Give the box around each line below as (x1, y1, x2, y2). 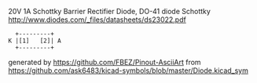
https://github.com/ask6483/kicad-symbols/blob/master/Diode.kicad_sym (8, 66, 249, 75)
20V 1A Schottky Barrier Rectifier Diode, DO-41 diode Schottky (8, 7, 211, 16)
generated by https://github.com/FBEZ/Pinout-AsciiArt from (8, 58, 202, 67)
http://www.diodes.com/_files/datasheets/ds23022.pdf (8, 15, 186, 24)
